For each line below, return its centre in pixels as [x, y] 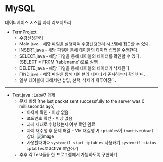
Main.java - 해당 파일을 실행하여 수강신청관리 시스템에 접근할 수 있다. [85, 44]
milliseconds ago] [37, 106]
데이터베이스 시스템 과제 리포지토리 [38, 22]
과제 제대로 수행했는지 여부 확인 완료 [61, 124]
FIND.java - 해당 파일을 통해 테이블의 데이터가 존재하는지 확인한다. [82, 74]
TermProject [24, 32]
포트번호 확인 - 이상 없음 [49, 118]
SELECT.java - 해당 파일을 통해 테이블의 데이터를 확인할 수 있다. [80, 56]
